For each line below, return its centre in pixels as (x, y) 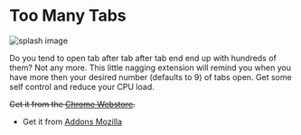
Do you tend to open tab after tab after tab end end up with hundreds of (143, 58)
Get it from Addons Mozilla (72, 121)
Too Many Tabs (68, 16)
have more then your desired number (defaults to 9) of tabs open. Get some (150, 76)
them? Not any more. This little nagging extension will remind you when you (150, 67)
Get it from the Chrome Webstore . (72, 103)
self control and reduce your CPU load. (82, 86)
